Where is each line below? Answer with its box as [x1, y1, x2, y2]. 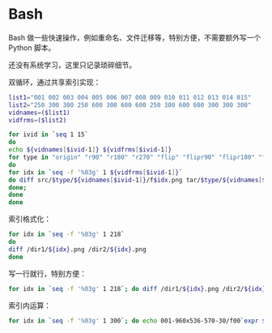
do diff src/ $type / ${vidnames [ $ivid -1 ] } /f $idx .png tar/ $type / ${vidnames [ [8, 176, 263, 184]
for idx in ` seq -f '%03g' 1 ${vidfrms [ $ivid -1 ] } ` [8, 168, 183, 177]
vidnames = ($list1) [8, 109, 70, 117]
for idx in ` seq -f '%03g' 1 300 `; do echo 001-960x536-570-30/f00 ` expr [8, 317, 259, 325]
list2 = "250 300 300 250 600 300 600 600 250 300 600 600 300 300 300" [8, 100, 252, 109]
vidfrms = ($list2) [8, 116, 67, 124]
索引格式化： [8, 214, 51, 224]
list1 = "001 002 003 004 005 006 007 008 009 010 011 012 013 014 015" [8, 93, 252, 101]
